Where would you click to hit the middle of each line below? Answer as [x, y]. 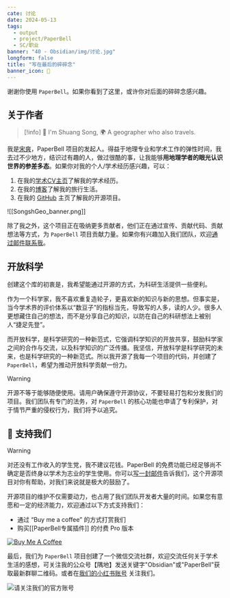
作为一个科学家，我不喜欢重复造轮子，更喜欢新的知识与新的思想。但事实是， [115, 299]
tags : [15, 26]
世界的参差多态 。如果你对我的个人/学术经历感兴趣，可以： [89, 166]
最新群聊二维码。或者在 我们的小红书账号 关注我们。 [86, 573]
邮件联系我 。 [31, 243]
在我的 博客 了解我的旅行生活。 [59, 189]
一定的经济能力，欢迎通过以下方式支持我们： [82, 505]
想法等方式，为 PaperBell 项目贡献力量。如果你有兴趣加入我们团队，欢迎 [110, 235]
